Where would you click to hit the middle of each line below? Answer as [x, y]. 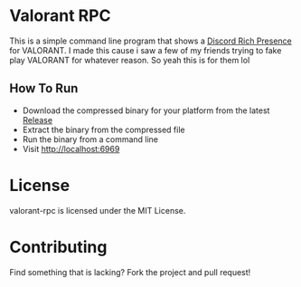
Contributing [58, 247]
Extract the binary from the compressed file [103, 129]
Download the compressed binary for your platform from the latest [146, 110]
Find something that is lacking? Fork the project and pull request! [130, 272]
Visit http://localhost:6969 [71, 148]
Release [37, 120]
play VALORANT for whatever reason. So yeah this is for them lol [130, 60]
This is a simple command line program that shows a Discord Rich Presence [150, 41]
